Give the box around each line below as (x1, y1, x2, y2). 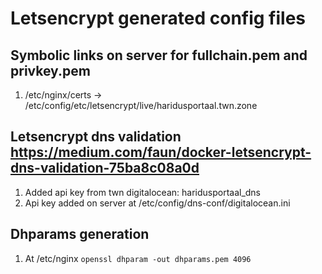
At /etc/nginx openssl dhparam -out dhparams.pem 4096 (24, 252, 252, 264)
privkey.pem (10, 62, 91, 79)
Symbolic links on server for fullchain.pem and (10, 47, 308, 64)
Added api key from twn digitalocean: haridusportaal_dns (24, 186, 262, 198)
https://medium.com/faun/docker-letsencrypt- (10, 144, 312, 161)
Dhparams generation (10, 226, 150, 243)
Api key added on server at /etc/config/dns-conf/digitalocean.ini (24, 197, 291, 209)
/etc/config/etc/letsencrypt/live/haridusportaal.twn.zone (24, 100, 258, 111)
